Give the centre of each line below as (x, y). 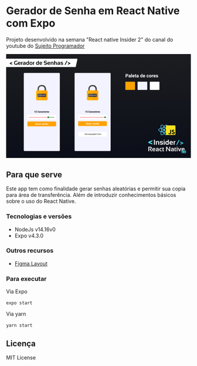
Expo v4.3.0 (29, 236)
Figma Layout (31, 263)
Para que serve (34, 174)
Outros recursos (30, 251)
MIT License (21, 357)
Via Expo (17, 291)
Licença (21, 343)
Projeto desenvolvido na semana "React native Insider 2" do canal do (90, 39)
